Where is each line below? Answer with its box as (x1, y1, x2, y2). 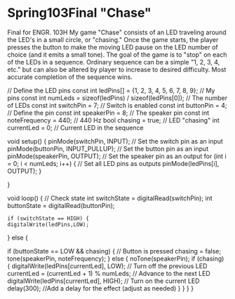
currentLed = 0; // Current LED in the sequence (7, 123, 144, 132)
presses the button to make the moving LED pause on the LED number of (7, 43, 219, 51)
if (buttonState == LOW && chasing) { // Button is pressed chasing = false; (7, 246, 222, 255)
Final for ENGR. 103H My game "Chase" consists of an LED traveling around (7, 28, 227, 36)
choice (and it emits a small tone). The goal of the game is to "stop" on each (7, 50, 227, 59)
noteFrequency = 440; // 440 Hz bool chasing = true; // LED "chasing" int (7, 116, 220, 124)
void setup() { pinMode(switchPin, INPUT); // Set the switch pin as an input (7, 137, 223, 145)
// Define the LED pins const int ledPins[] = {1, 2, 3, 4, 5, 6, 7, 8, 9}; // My (7, 86, 215, 95)
